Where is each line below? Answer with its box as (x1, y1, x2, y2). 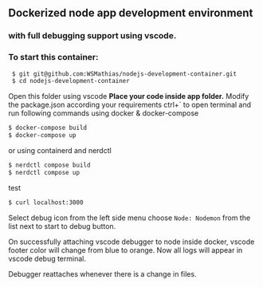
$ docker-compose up (8, 132, 77, 140)
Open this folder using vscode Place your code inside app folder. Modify (8, 92, 249, 101)
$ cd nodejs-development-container (11, 77, 130, 85)
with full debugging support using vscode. (8, 30, 177, 41)
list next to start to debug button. (8, 221, 116, 230)
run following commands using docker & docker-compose (8, 108, 199, 118)
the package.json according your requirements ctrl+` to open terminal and (8, 100, 252, 110)
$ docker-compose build (8, 124, 88, 132)
